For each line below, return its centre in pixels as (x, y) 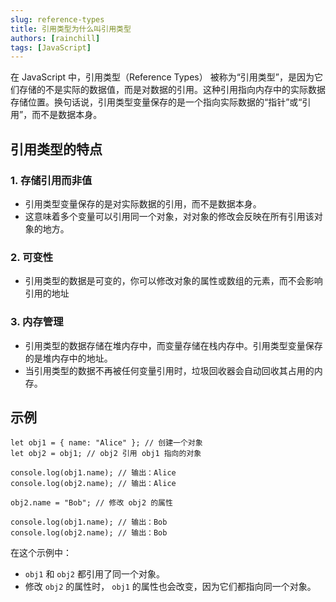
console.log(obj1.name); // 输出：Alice (93, 473)
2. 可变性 (32, 257)
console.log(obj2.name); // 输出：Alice (93, 484)
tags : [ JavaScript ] (51, 47)
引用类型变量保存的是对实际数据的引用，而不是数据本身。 (143, 203)
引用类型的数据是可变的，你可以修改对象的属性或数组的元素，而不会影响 (173, 281)
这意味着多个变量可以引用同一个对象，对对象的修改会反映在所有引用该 (169, 216)
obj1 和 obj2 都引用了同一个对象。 (94, 574)
